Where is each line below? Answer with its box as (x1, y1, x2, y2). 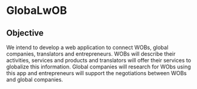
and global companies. (6, 76, 64, 83)
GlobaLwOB (6, 4, 67, 18)
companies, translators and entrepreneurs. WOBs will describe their (6, 50, 176, 58)
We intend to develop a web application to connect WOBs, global (6, 44, 169, 51)
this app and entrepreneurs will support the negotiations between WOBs (6, 70, 187, 76)
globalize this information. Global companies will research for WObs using (6, 63, 191, 70)
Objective (6, 28, 44, 38)
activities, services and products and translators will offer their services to (6, 57, 192, 64)
